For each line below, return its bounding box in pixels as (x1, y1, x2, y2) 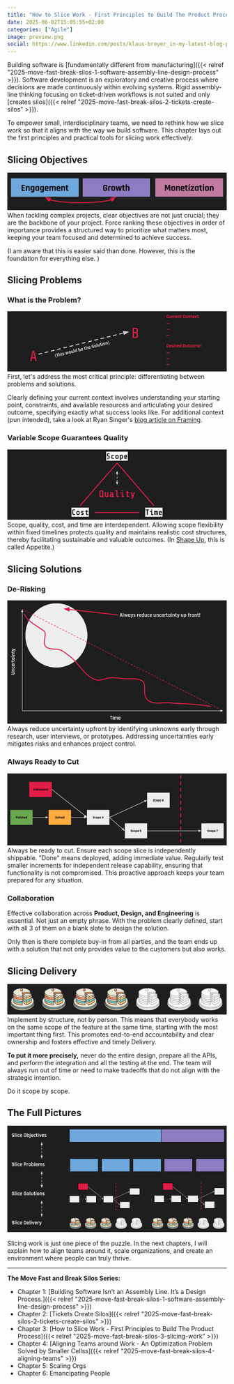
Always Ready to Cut (7, 757, 79, 767)
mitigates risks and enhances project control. (7, 739, 137, 748)
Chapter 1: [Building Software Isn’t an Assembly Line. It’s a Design (17, 1287, 206, 1295)
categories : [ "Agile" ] (7, 26, 73, 33)
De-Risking (7, 584, 46, 594)
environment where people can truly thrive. (7, 1254, 131, 1262)
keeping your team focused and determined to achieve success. (7, 233, 192, 241)
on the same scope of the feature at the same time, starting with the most (7, 1023, 218, 1031)
